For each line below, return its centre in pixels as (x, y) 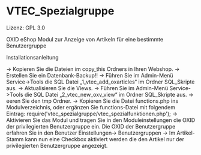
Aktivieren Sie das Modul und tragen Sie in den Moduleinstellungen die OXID (101, 120)
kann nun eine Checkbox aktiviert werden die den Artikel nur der (105, 139)
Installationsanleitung (32, 57)
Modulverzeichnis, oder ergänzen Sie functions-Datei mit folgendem (91, 107)
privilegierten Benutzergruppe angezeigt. (57, 145)
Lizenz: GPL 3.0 (26, 28)
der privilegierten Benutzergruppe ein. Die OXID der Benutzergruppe (91, 126)
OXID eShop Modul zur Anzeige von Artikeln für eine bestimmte (85, 39)
